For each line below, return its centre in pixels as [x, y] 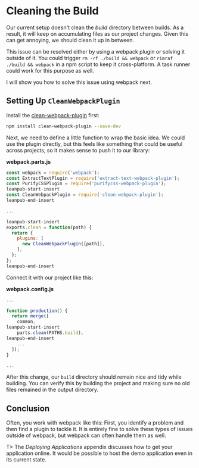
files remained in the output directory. [52, 390]
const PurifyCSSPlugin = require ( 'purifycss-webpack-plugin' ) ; [86, 184]
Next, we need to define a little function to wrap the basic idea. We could [96, 138]
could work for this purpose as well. [50, 70]
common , [26, 322]
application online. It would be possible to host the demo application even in [99, 453]
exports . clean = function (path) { [49, 227]
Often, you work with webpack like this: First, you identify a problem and [95, 423]
